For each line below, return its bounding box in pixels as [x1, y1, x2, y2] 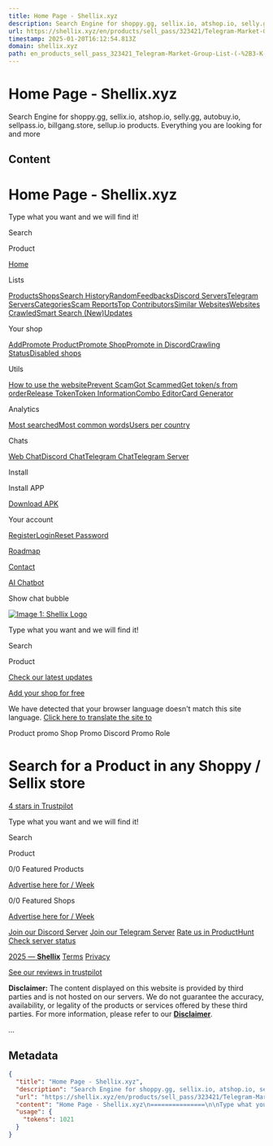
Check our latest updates [8, 672, 93, 682]
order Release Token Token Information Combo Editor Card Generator [8, 388, 234, 399]
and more [8, 129, 41, 138]
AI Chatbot [8, 578, 45, 588]
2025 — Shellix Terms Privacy [8, 951, 110, 961]
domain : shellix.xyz [8, 42, 79, 50]
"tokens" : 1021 [23, 1116, 75, 1124]
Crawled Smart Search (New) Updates [8, 308, 133, 318]
